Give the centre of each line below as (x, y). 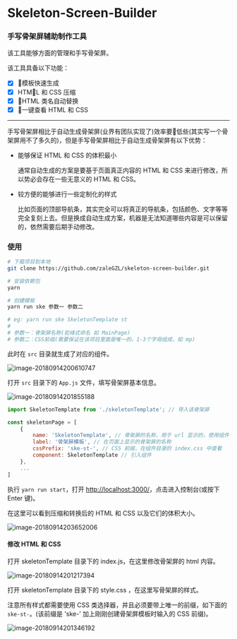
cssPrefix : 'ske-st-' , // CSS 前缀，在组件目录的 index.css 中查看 (127, 449)
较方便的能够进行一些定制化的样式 (67, 194)
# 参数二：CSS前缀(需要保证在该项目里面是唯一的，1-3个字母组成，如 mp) (102, 339)
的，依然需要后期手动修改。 (58, 227)
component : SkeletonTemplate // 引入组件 (92, 455)
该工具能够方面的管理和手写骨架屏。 (60, 53)
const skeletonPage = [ (42, 422)
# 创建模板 (21, 300)
